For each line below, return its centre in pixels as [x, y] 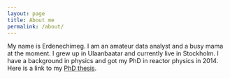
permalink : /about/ [36, 26]
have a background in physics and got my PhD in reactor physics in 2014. [113, 61]
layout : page [26, 14]
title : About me [31, 20]
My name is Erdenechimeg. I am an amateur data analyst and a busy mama [115, 46]
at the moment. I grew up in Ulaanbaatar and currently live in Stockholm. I [113, 53]
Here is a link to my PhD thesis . [52, 68]
